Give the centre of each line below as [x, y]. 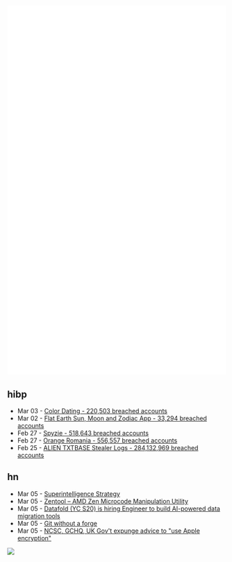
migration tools [39, 515]
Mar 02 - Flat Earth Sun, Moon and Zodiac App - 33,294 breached [112, 418]
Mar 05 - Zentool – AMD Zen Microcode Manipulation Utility [103, 501]
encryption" [34, 538]
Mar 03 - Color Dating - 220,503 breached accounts [92, 411]
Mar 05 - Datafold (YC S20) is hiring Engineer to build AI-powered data [119, 509]
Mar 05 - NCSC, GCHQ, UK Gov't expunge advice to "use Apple [108, 531]
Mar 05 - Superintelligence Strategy [68, 494]
